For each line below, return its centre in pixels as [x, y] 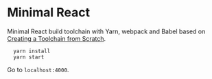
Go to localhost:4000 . [38, 69]
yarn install [32, 51]
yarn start [29, 57]
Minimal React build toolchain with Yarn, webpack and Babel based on [106, 31]
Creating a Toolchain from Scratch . [57, 38]
